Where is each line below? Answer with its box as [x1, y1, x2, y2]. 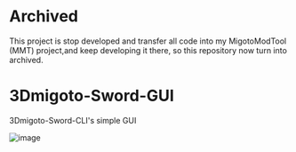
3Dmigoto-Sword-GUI [9, 86, 175, 106]
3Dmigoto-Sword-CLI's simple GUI [9, 115, 137, 125]
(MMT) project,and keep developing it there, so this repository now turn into [9, 44, 287, 55]
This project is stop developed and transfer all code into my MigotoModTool [9, 36, 287, 46]
